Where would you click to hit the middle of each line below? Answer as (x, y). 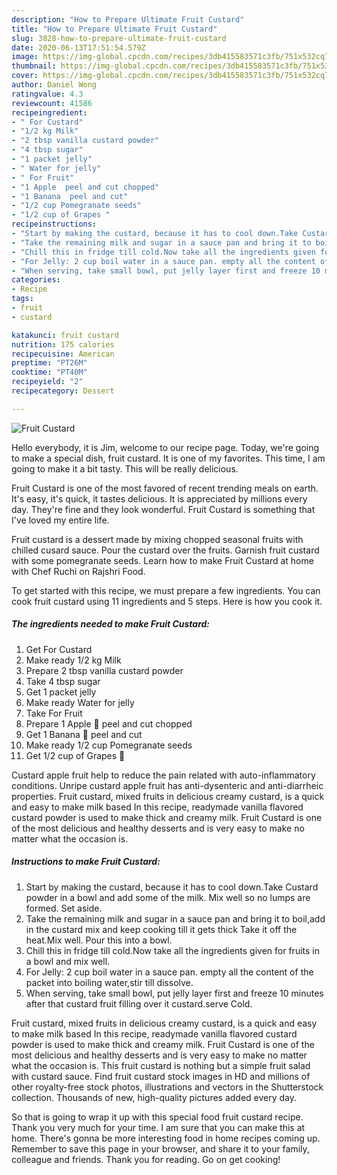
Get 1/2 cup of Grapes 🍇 (75, 755)
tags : (22, 299)
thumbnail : (34, 66)
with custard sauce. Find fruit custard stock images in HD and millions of (161, 1076)
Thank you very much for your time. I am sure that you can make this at (158, 1127)
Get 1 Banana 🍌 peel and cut (84, 734)
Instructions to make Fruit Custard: (86, 862)
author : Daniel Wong (54, 85)
